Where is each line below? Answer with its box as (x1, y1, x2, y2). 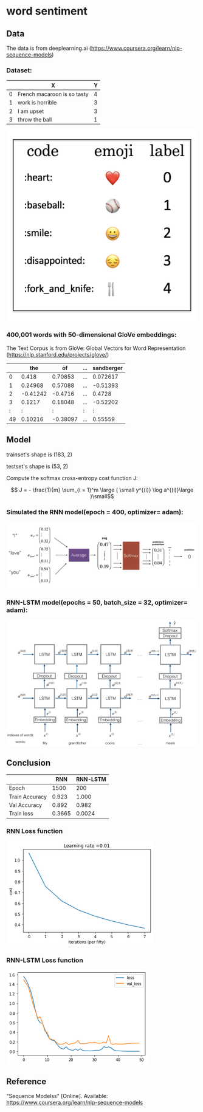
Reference (6, 1076, 47, 1086)
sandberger (92, 365, 123, 372)
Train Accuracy (9, 793, 47, 800)
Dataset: (6, 66, 32, 74)
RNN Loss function (6, 826, 63, 835)
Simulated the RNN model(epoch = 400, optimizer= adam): (6, 507, 184, 516)
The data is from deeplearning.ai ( (6, 44, 92, 52)
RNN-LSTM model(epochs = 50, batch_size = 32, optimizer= (6, 599, 188, 607)
